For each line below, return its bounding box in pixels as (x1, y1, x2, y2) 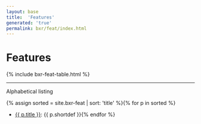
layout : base (6, 8, 39, 15)
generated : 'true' (6, 20, 52, 26)
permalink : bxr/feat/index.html (6, 25, 87, 32)
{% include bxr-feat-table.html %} (6, 71, 90, 78)
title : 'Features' (6, 14, 55, 20)
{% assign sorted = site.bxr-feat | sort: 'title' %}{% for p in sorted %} (6, 100, 176, 107)
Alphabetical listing (6, 88, 53, 95)
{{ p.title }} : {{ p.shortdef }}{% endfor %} (14, 111, 115, 118)
